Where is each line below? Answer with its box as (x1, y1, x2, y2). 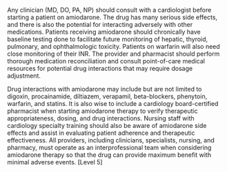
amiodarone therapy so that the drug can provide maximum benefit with (7, 151, 212, 159)
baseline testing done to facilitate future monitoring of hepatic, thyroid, (7, 35, 208, 43)
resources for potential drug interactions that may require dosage (7, 65, 193, 72)
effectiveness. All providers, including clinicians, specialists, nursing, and (7, 136, 215, 144)
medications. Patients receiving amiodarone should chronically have (7, 28, 201, 36)
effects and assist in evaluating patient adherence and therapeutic (7, 129, 195, 137)
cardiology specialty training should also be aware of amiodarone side (7, 122, 207, 129)
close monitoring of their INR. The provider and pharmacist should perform (7, 50, 220, 58)
